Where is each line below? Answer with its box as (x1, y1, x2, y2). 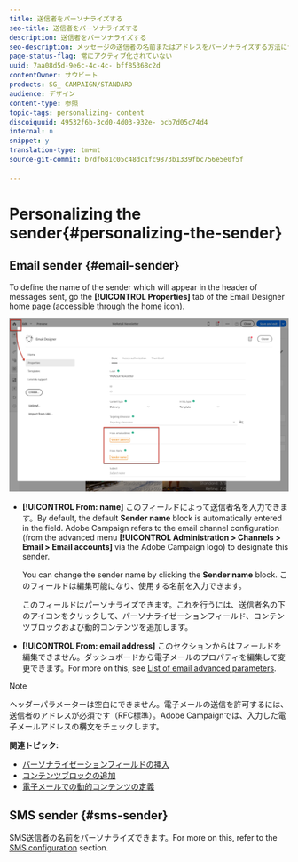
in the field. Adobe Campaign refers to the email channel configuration (21, 523, 279, 534)
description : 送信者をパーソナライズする (9, 33, 147, 42)
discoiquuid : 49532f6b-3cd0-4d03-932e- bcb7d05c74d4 (9, 117, 208, 126)
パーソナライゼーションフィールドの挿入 (21, 759, 170, 769)
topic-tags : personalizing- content (9, 108, 145, 117)
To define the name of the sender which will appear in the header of (9, 281, 258, 293)
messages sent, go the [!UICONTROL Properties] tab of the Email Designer (9, 291, 286, 302)
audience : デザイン (9, 89, 76, 98)
